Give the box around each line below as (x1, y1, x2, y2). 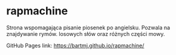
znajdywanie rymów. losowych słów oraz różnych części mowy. (6, 30, 165, 37)
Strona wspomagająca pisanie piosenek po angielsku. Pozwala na (6, 24, 171, 31)
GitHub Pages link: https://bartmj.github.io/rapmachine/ (6, 42, 145, 49)
